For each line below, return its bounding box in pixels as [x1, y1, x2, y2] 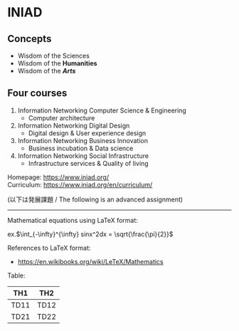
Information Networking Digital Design [17, 121, 130, 130]
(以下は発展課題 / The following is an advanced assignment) [7, 195, 184, 204]
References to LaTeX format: [7, 243, 91, 252]
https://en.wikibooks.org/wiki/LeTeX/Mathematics [17, 257, 164, 266]
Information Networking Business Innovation [17, 136, 148, 145]
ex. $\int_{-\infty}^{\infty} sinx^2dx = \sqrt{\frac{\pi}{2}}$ [7, 229, 174, 238]
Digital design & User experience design [28, 129, 147, 137]
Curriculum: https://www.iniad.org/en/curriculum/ [7, 180, 153, 189]
